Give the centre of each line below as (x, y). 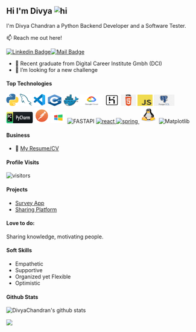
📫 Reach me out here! (34, 37)
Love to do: (21, 223)
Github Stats (22, 297)
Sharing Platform (36, 209)
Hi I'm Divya (29, 11)
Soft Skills (19, 251)
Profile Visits (23, 162)
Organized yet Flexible (43, 277)
